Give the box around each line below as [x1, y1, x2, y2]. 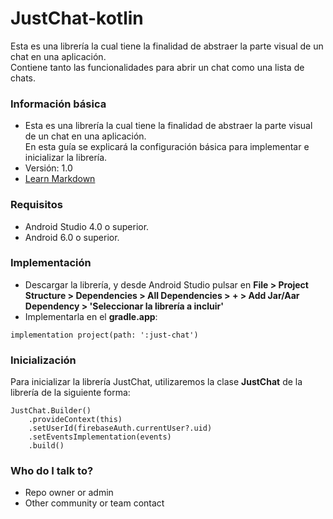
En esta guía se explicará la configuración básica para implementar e [24, 141, 310, 153]
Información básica [10, 97, 107, 111]
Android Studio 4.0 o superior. [24, 220, 150, 232]
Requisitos [10, 198, 63, 212]
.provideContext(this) [28, 415, 123, 425]
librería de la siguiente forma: [10, 387, 131, 399]
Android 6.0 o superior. [24, 231, 120, 243]
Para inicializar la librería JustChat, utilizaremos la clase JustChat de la [10, 376, 303, 388]
